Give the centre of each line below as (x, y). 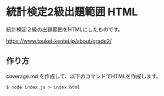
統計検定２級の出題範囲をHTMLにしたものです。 (65, 29)
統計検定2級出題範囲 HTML (72, 12)
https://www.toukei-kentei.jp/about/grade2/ (59, 41)
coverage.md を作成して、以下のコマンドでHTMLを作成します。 (84, 76)
